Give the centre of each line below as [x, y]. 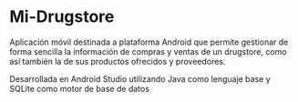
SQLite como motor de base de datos [80, 88]
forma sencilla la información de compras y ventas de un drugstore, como [148, 51]
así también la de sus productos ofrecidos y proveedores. [118, 61]
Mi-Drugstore [62, 17]
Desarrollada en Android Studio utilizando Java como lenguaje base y [140, 78]
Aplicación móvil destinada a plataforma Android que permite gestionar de [149, 42]
